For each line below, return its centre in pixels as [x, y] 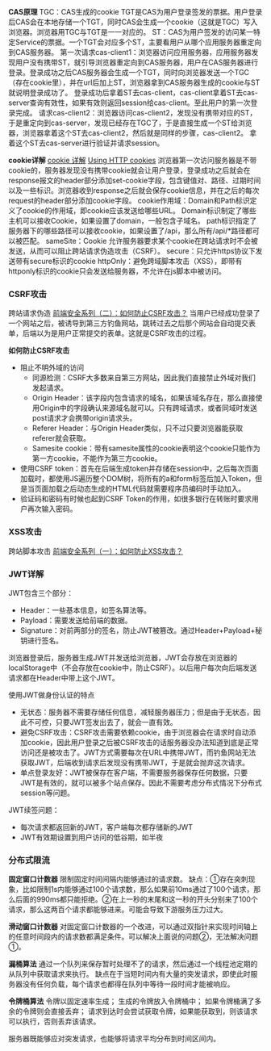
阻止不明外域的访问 [52, 368]
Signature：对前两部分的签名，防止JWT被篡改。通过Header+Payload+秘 [141, 630]
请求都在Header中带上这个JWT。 [64, 677]
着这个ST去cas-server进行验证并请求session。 [86, 143]
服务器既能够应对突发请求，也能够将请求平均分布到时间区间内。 [114, 1039]
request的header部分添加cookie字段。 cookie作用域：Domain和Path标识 [129, 201]
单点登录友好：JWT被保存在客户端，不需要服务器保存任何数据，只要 [134, 773]
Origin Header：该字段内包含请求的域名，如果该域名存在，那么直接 [144, 398]
